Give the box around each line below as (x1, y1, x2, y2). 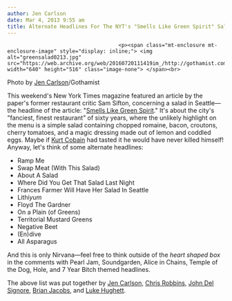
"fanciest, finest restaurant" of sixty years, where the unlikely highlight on (7, 113, 217, 122)
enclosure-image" (7, 48, 57, 55)
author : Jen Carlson (7, 10, 67, 17)
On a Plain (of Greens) (17, 208, 81, 217)
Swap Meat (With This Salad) (17, 164, 100, 172)
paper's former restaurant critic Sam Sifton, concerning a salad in (7, 99, 193, 107)
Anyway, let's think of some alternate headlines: (7, 143, 144, 152)
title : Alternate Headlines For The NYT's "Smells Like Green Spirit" (7, 23, 215, 30)
